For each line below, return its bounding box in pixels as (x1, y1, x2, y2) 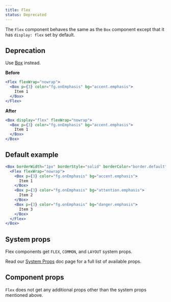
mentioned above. (5, 292, 43, 298)
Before (5, 70, 20, 76)
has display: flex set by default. (5, 32, 75, 38)
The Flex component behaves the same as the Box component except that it (5, 26, 164, 32)
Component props (5, 273, 65, 282)
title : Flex (5, 7, 31, 13)
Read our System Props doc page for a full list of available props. (5, 258, 141, 265)
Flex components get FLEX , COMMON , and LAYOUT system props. (5, 249, 133, 255)
